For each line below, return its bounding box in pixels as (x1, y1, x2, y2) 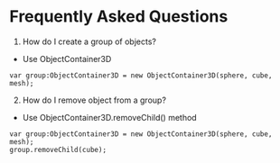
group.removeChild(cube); (9, 145, 107, 154)
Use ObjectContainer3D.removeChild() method (22, 112, 197, 122)
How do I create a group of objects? (22, 36, 156, 47)
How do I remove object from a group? (22, 95, 167, 105)
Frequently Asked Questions (9, 6, 229, 27)
